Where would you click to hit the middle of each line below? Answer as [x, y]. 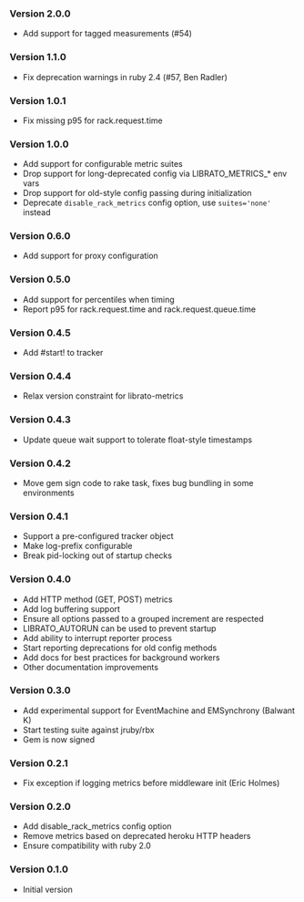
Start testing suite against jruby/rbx [88, 730]
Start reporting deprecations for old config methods [120, 648]
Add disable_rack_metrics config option [97, 826]
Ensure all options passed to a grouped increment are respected [143, 618]
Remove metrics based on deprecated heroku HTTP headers [137, 836]
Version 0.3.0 [40, 690]
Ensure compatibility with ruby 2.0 [87, 845]
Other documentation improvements [91, 667]
